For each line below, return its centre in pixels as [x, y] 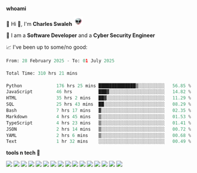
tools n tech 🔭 [23, 153]
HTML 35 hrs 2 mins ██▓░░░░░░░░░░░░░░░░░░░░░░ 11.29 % [99, 98]
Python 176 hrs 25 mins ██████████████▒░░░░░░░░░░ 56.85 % [99, 86]
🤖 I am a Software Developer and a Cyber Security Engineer [81, 35]
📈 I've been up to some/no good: [47, 47]
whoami [16, 9]
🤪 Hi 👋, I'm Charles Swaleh [39, 24]
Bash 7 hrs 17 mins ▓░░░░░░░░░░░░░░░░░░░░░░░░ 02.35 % [99, 111]
